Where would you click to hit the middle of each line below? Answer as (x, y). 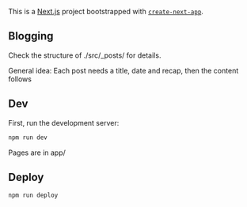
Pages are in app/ (37, 152)
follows (20, 79)
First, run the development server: (64, 122)
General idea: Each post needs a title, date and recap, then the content (123, 70)
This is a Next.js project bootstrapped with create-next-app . (106, 11)
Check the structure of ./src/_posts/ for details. (85, 55)
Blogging (31, 36)
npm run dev (28, 137)
